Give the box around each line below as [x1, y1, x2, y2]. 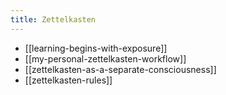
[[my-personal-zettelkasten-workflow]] [24, 52, 187, 65]
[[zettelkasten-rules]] [24, 74, 113, 86]
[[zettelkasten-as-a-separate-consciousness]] [24, 63, 217, 75]
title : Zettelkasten [10, 14, 97, 25]
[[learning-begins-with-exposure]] [24, 42, 168, 54]
